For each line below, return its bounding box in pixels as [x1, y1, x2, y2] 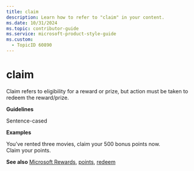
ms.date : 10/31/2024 [6, 20, 58, 26]
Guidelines [6, 105, 34, 112]
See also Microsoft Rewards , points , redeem [6, 158, 116, 165]
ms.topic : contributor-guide [6, 25, 79, 32]
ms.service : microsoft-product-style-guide [6, 31, 117, 37]
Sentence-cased [6, 117, 48, 124]
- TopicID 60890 [11, 42, 52, 48]
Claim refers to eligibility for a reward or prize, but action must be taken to [6, 87, 189, 94]
